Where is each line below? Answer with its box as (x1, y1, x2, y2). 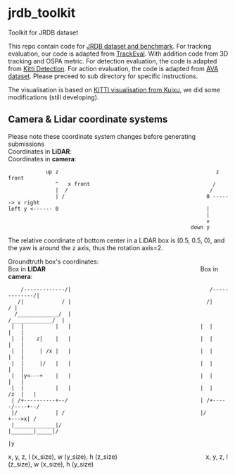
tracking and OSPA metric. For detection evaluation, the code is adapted (8, 56, 217, 65)
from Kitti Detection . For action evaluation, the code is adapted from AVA (8, 64, 219, 73)
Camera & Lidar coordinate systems (8, 113, 168, 125)
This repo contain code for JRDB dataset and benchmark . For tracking (8, 42, 212, 50)
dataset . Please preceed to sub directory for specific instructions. (8, 72, 198, 80)
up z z (45, 168, 220, 175)
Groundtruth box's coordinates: (8, 257, 99, 266)
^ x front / (55, 180, 217, 187)
